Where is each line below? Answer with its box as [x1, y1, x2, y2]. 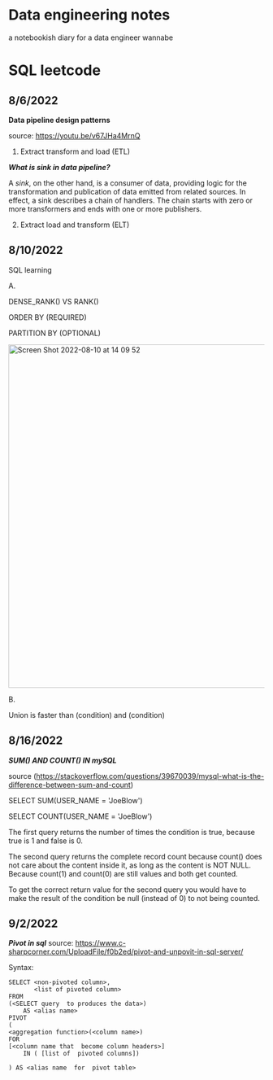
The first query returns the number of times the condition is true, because [8, 827, 256, 837]
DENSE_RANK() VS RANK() [8, 296, 99, 306]
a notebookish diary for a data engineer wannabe [8, 33, 173, 42]
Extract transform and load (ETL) [19, 146, 131, 156]
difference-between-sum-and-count [8, 780, 132, 789]
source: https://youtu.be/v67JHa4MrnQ [8, 130, 141, 140]
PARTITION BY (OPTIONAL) [8, 328, 102, 338]
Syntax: [8, 963, 34, 973]
